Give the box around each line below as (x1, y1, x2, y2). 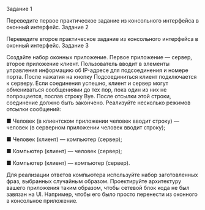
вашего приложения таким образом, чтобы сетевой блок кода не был (6, 184, 190, 191)
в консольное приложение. (6, 197, 78, 204)
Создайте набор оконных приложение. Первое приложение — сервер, (6, 54, 193, 60)
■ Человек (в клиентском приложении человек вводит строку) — (6, 117, 179, 125)
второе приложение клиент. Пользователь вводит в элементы (6, 60, 170, 67)
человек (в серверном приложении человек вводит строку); (6, 124, 166, 131)
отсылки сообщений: (6, 106, 61, 112)
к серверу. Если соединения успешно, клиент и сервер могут (6, 79, 169, 87)
